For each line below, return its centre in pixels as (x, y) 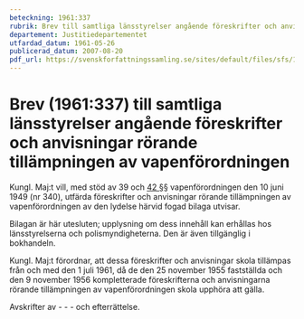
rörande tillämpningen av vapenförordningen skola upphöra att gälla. (137, 289)
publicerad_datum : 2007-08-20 (66, 52)
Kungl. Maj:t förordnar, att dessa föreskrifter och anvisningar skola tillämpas (150, 260)
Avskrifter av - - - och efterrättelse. (75, 306)
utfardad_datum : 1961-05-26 (62, 43)
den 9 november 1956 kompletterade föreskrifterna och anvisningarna (140, 279)
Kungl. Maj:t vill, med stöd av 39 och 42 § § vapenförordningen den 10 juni (147, 187)
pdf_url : (26, 60)
